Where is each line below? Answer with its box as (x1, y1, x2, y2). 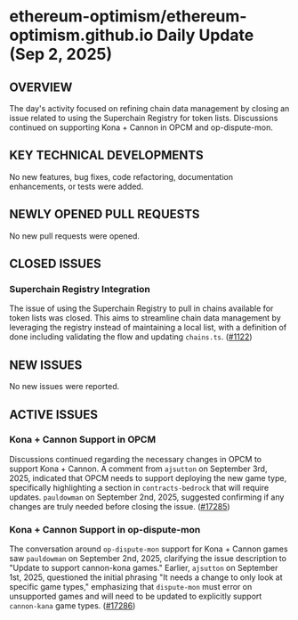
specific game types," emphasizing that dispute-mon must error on (9, 582, 253, 592)
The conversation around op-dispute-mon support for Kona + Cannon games (9, 543, 288, 554)
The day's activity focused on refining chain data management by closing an (9, 103, 290, 113)
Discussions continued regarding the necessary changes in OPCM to (9, 453, 262, 464)
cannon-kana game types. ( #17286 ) (9, 600, 136, 611)
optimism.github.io (9, 25, 154, 45)
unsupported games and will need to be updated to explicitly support (9, 591, 262, 602)
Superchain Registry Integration (9, 282, 151, 295)
